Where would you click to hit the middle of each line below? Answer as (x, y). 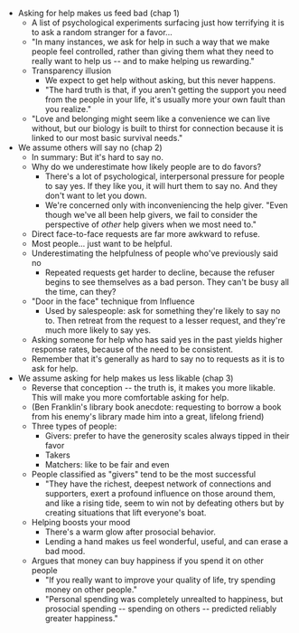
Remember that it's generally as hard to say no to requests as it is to (158, 359)
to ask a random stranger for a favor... (102, 32)
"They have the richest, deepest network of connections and (158, 484)
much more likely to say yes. (98, 330)
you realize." (68, 109)
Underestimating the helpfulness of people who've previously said (154, 253)
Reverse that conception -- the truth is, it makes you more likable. (153, 387)
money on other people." (91, 590)
